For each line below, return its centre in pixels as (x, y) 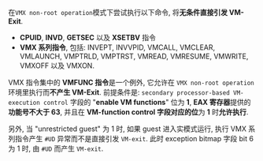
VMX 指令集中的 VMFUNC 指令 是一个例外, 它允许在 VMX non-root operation (131, 82)
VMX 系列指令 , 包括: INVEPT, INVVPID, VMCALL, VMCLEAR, (117, 47)
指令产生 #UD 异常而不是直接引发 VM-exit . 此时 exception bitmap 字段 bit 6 (134, 139)
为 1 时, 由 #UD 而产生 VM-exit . (56, 148)
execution (24, 103)
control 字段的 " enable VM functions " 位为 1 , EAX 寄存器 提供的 (147, 102)
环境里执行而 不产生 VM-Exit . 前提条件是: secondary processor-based (119, 92)
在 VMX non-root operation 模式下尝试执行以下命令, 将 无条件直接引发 (118, 12)
